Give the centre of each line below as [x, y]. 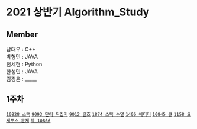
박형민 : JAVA [22, 57]
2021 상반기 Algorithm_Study [78, 12]
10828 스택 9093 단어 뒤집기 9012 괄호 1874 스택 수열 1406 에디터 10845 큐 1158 [95, 114]
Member [22, 34]
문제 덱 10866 [35, 121]
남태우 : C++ [21, 49]
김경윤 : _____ [22, 79]
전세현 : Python [24, 64]
